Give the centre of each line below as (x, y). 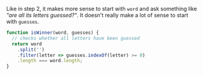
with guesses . (23, 21)
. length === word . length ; (50, 61)
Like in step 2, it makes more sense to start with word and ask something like (102, 9)
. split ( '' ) (31, 50)
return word (27, 44)
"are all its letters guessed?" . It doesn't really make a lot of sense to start (97, 15)
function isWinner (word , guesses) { (53, 33)
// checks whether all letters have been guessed (76, 38)
